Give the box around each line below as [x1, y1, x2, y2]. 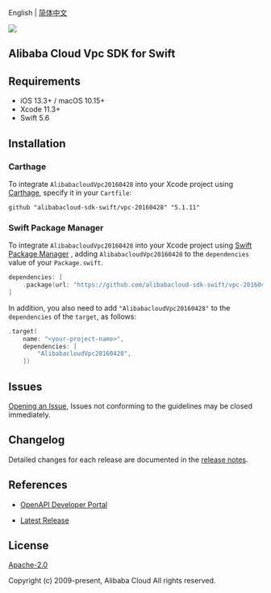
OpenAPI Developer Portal [19, 499, 107, 509]
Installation [8, 137, 66, 150]
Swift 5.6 [19, 113, 50, 123]
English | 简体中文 [8, 8, 68, 17]
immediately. [8, 410, 51, 419]
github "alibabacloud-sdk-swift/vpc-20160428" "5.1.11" [8, 203, 200, 211]
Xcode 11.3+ [19, 104, 60, 114]
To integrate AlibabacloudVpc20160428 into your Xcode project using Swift [8, 240, 252, 250]
